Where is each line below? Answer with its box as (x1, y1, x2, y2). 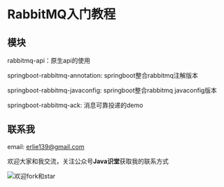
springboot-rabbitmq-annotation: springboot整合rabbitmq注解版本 (7, 71, 198, 79)
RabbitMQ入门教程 (7, 6, 116, 22)
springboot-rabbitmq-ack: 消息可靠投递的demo (7, 101, 143, 109)
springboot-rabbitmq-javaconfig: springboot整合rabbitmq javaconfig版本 (7, 86, 217, 95)
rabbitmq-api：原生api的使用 (7, 57, 91, 64)
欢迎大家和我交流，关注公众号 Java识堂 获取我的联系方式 (7, 157, 169, 165)
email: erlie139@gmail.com (7, 142, 85, 151)
